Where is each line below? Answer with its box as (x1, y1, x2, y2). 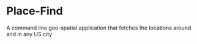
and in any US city (6, 30, 53, 37)
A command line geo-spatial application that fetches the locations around (6, 24, 191, 31)
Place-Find (6, 4, 63, 18)
